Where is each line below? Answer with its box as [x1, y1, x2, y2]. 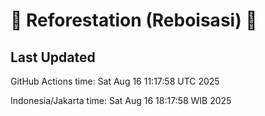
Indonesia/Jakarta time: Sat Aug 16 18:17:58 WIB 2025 [10, 95, 232, 106]
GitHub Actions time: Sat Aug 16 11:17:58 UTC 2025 [10, 75, 220, 87]
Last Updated [10, 49, 96, 66]
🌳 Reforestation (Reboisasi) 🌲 [10, 9, 258, 32]
